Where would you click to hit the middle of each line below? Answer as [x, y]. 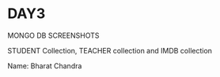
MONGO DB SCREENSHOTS [53, 35]
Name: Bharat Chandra [45, 66]
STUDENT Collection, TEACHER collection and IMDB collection [110, 50]
